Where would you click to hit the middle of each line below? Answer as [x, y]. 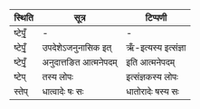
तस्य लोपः [58, 77]
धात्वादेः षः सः [63, 91]
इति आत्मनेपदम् [150, 62]
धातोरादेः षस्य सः [152, 91]
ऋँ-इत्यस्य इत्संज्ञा [156, 47]
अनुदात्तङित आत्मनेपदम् [80, 62]
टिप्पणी [156, 18]
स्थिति [24, 18]
